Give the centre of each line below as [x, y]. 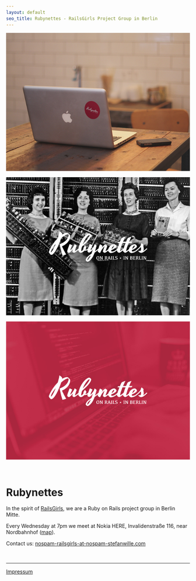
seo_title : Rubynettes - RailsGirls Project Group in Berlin [82, 18]
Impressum [20, 572]
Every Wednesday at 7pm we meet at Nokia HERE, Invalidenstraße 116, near [97, 526]
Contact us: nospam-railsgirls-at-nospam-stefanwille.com [76, 544]
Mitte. [13, 515]
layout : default [26, 12]
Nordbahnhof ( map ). [31, 532]
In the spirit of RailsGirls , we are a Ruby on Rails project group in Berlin [91, 509]
